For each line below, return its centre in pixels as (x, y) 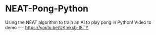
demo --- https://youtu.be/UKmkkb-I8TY (47, 27)
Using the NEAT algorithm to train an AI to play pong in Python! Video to (78, 22)
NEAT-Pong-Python (47, 9)
